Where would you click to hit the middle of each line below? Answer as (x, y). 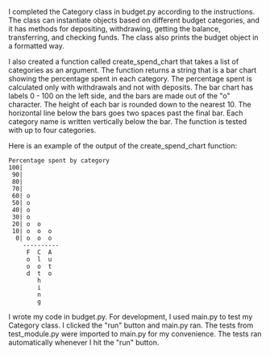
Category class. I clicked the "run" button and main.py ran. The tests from (131, 325)
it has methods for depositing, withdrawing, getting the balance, (115, 29)
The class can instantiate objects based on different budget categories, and (134, 20)
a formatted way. (36, 46)
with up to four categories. (52, 130)
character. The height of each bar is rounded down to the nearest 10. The (130, 104)
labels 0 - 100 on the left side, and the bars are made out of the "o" (120, 96)
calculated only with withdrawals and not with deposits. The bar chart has (131, 87)
